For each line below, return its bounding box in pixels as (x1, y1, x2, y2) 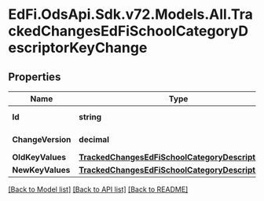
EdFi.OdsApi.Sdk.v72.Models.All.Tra (8, 5, 253, 24)
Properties (8, 70, 61, 83)
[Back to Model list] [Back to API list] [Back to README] (8, 185, 189, 194)
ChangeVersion (12, 134, 71, 144)
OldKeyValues (12, 152, 67, 163)
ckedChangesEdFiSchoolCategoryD (8, 22, 249, 40)
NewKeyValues (12, 165, 71, 175)
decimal (78, 134, 110, 144)
